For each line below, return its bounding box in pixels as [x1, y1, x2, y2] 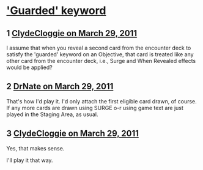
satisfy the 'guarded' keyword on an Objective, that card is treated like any [6, 51, 194, 58]
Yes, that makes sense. [6, 144, 65, 152]
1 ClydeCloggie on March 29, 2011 [6, 28, 138, 39]
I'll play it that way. [6, 157, 53, 164]
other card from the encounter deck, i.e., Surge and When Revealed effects [6, 57, 196, 64]
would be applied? [6, 64, 53, 71]
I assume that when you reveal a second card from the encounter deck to [6, 44, 191, 51]
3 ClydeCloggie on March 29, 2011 [6, 128, 139, 139]
